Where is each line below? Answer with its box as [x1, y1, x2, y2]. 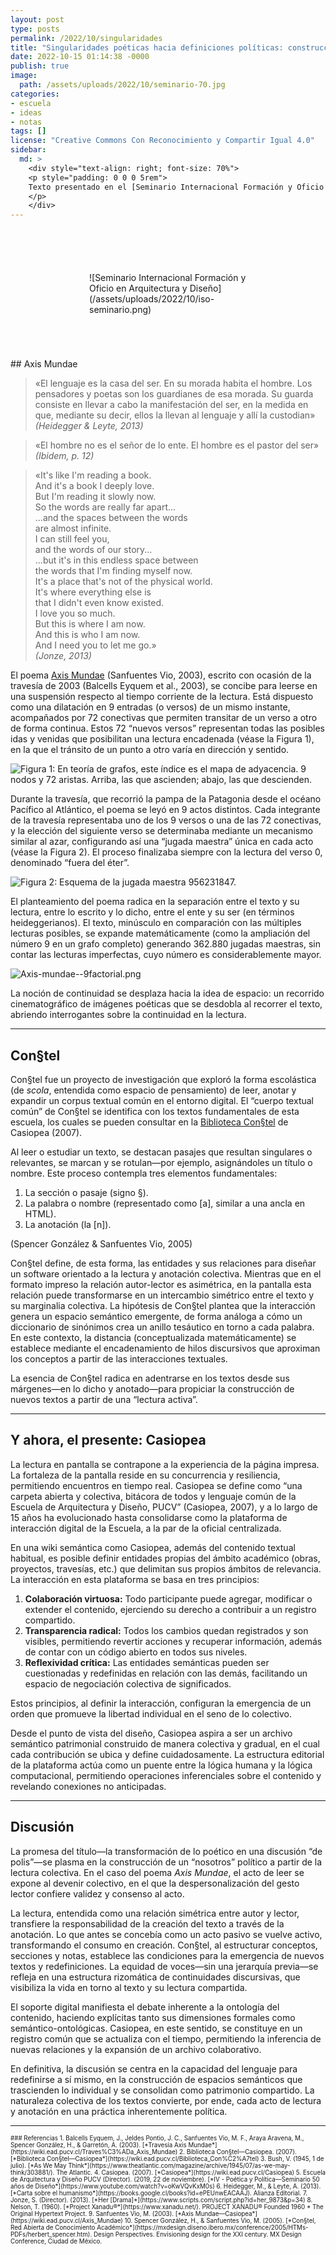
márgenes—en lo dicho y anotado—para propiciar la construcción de [10, 1382, 295, 1395]
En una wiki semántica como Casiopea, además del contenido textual [10, 1541, 296, 1553]
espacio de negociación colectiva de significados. [24, 1677, 232, 1690]
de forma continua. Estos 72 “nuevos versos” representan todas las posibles [10, 722, 325, 735]
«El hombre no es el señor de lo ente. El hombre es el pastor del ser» [34, 439, 320, 451]
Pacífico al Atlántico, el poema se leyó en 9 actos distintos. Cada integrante [10, 804, 321, 816]
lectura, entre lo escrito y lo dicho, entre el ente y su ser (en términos [10, 906, 295, 918]
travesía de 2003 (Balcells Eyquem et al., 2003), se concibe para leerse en [10, 680, 318, 692]
